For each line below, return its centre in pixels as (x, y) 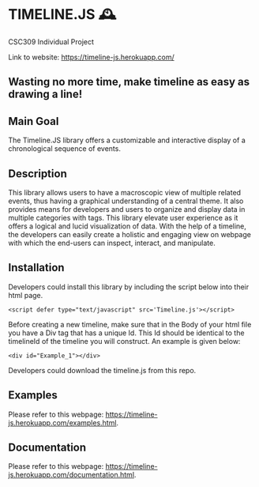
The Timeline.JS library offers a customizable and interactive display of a (127, 140)
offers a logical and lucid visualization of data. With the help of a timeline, (128, 226)
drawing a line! (45, 94)
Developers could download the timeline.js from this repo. (102, 370)
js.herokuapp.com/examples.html (62, 422)
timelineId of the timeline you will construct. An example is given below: (124, 341)
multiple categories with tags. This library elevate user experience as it (123, 217)
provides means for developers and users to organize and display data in (127, 209)
